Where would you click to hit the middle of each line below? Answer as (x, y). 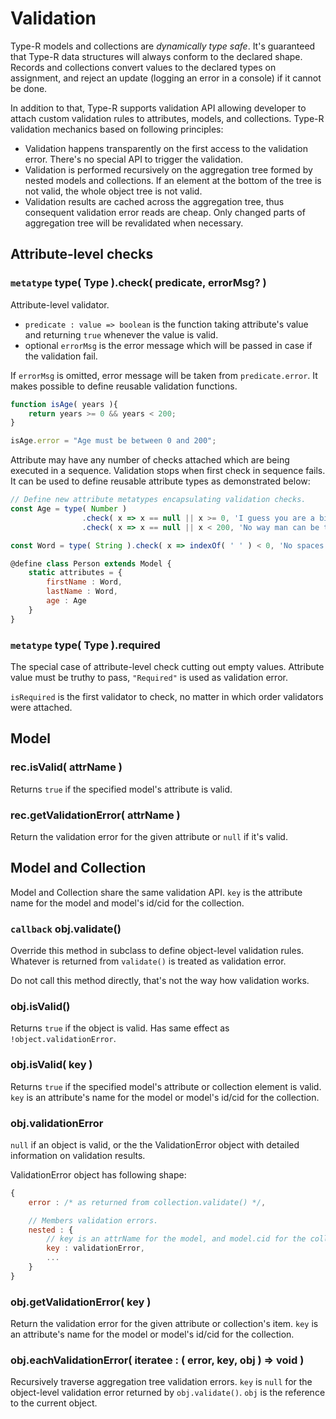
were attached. (41, 707)
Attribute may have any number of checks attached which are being (150, 460)
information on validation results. (78, 1155)
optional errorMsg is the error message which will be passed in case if (168, 345)
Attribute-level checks (82, 254)
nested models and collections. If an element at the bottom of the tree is (173, 180)
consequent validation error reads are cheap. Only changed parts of (165, 212)
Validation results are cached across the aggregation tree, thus (154, 201)
